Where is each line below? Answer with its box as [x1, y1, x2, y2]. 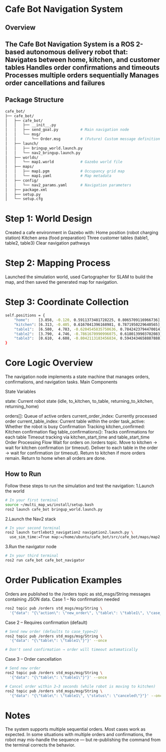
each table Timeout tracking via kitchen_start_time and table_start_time [5, 434, 150, 440]
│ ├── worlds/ [5, 155, 39, 160]
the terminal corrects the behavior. [5, 742, 76, 748]
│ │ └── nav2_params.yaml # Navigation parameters [5, 183, 132, 188]
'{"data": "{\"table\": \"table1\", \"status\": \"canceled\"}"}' [9, 693, 149, 698]
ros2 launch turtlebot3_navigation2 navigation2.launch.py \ [5, 530, 134, 535]
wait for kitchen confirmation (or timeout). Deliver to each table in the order [5, 445, 158, 451]
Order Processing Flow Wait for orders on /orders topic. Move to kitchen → [5, 439, 158, 445]
